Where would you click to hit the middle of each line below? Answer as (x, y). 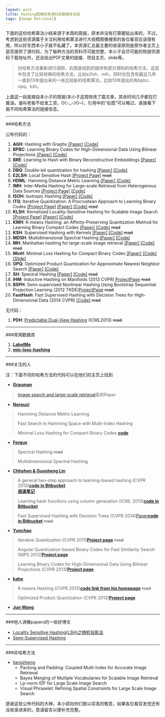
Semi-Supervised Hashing (39, 638)
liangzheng (24, 662)
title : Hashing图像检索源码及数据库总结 (43, 14)
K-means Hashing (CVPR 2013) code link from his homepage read (84, 588)
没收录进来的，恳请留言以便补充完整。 (44, 710)
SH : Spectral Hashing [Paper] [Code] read (55, 274)
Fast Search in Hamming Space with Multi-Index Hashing (75, 423)
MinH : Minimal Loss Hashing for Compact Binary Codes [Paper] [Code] (85, 254)
